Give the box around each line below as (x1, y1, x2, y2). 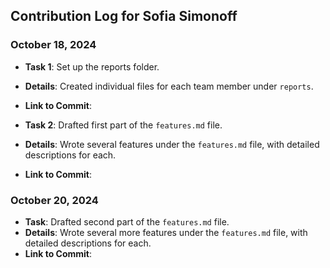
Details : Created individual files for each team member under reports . (24, 80, 314, 92)
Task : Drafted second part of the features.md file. (24, 215, 230, 228)
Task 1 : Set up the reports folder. (24, 60, 160, 73)
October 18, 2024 (10, 38, 97, 52)
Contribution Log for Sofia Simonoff (10, 8, 238, 25)
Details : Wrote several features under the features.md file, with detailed (24, 138, 320, 150)
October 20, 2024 (10, 193, 99, 207)
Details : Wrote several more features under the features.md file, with (24, 226, 308, 238)
